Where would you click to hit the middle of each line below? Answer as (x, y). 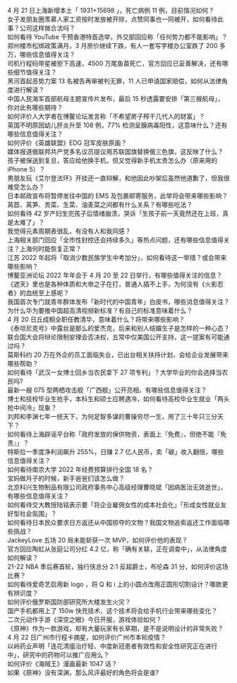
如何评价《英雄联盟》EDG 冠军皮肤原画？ (67, 143)
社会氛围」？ (38, 513)
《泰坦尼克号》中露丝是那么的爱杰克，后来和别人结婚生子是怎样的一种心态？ (119, 328)
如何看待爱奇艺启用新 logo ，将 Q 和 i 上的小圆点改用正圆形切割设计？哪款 (115, 584)
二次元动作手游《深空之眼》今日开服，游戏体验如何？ (85, 619)
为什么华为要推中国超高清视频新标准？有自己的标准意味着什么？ (100, 310)
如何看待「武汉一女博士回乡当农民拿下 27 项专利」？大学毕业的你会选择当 (115, 372)
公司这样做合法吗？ (47, 28)
